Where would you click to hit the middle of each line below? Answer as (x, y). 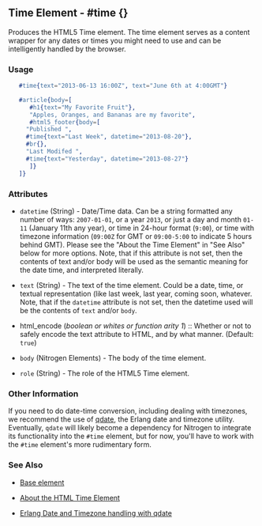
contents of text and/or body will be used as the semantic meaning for (134, 261)
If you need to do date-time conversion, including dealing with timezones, (128, 411)
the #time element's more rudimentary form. (80, 445)
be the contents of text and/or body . (78, 310)
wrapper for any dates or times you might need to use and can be (115, 40)
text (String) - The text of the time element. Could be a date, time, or (131, 285)
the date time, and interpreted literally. (82, 270)
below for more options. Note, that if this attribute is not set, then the (131, 253)
